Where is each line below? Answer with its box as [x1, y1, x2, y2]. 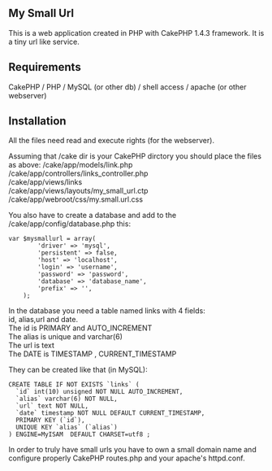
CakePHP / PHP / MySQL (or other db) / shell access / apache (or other [8, 81, 247, 92]
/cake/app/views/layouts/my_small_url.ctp [8, 186, 149, 196]
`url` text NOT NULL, [15, 402, 89, 410]
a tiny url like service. [8, 37, 80, 46]
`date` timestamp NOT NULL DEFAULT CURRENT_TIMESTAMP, [15, 409, 205, 417]
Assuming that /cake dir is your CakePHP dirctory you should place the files [8, 151, 262, 161]
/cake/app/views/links [8, 177, 83, 187]
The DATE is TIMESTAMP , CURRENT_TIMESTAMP [8, 349, 177, 359]
